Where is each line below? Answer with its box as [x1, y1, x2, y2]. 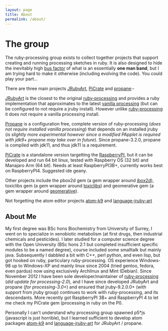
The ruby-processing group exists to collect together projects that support [5, 54, 158, 60]
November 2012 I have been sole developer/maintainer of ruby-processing [5, 273, 159, 279]
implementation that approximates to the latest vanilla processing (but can [5, 100, 158, 106]
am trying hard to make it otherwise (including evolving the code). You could [5, 70, 162, 76]
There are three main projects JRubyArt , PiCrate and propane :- [5, 85, 135, 91]
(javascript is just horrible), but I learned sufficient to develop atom [5, 315, 142, 321]
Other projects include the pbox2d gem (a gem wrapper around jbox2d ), [5, 177, 154, 183]
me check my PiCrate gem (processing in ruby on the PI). [5, 300, 123, 306]
